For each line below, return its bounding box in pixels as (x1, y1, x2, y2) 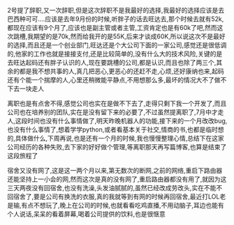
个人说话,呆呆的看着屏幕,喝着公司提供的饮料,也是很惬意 (7, 210, 166, 218)
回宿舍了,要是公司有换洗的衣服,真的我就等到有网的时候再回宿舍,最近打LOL (7, 192, 220, 201)
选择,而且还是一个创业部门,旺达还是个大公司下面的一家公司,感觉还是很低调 (13, 41, 227, 49)
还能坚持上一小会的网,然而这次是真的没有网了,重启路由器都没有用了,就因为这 (7, 175, 227, 183)
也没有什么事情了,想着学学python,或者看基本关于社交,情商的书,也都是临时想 (7, 125, 225, 134)
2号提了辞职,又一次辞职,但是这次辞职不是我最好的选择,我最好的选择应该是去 (7, 6, 225, 14)
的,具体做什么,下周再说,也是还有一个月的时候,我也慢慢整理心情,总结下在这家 (7, 134, 225, 142)
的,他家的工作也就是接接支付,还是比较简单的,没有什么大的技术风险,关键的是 (7, 49, 223, 58)
